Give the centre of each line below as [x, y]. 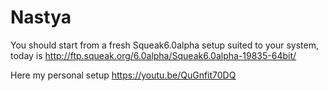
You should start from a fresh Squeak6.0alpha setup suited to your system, [164, 45]
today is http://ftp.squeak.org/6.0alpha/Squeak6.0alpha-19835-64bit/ [153, 55]
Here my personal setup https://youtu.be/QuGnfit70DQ [123, 75]
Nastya [41, 17]
